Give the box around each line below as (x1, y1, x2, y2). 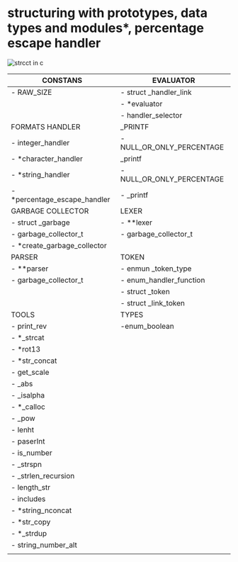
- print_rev (11, 321, 47, 331)
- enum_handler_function (120, 275, 205, 285)
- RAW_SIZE (11, 87, 52, 97)
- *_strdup (11, 528, 47, 538)
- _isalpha (11, 390, 45, 400)
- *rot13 (11, 344, 41, 354)
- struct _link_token (120, 298, 186, 308)
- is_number (11, 448, 52, 458)
